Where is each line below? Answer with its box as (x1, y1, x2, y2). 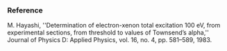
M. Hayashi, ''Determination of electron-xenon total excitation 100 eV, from (7, 21, 221, 30)
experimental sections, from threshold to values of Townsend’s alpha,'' (7, 28, 210, 37)
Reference (7, 6, 43, 15)
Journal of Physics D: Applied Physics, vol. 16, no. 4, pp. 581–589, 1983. (7, 36, 212, 44)
